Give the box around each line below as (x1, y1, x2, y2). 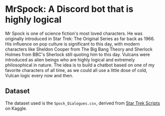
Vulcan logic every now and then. (5, 72, 73, 78)
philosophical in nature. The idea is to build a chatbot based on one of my (5, 62, 155, 68)
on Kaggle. (5, 105, 27, 111)
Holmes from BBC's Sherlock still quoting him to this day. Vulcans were (5, 51, 150, 58)
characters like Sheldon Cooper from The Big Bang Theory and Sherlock (5, 46, 153, 52)
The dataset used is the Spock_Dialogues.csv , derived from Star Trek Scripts (5, 100, 161, 106)
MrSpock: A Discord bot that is (5, 3, 133, 15)
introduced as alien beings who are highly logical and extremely (5, 57, 135, 62)
